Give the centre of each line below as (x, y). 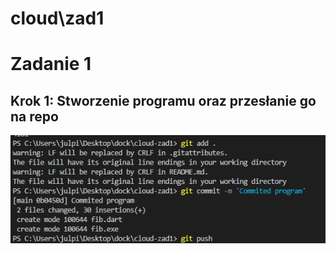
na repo (34, 116)
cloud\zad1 (57, 18)
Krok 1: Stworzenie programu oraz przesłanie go (163, 100)
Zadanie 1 (51, 64)
